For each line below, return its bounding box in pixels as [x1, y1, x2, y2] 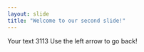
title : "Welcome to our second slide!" [7, 17, 126, 24]
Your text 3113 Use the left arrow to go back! [7, 36, 138, 45]
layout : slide [7, 10, 50, 18]
